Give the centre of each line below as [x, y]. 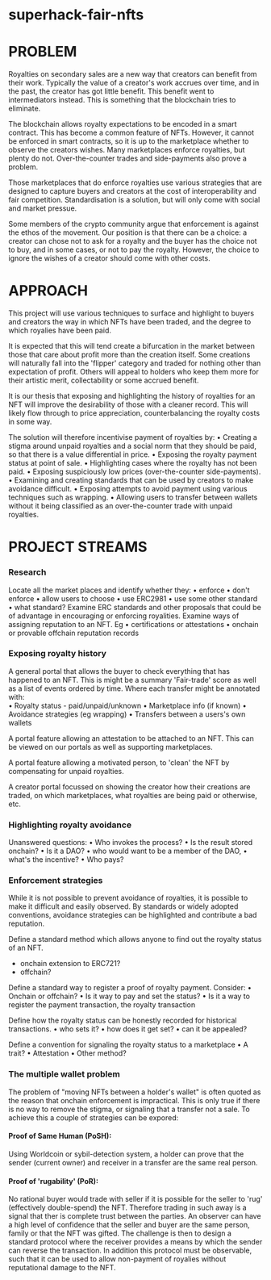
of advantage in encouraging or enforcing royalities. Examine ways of [124, 616]
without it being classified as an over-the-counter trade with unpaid [121, 506]
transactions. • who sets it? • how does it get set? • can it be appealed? [128, 1029]
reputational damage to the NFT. [62, 1268]
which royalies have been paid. [60, 330]
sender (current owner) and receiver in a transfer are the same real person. [133, 1162]
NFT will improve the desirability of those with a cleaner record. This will [128, 404]
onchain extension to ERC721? [70, 964]
